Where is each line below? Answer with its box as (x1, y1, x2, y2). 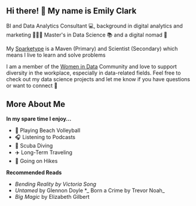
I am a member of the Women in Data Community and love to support (6, 63, 177, 70)
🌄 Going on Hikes (14, 157, 58, 164)
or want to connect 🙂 (6, 82, 58, 89)
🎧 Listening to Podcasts (14, 133, 76, 140)
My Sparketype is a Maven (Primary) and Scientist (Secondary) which (6, 45, 178, 52)
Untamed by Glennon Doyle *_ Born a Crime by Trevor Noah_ (14, 186, 166, 194)
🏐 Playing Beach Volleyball (14, 127, 81, 134)
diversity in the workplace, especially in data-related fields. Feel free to (6, 69, 181, 76)
